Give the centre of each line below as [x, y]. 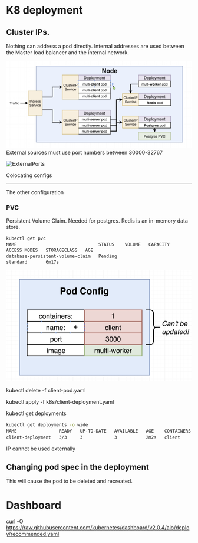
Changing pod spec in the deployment [77, 467]
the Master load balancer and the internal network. [68, 53]
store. [13, 227]
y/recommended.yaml [33, 534]
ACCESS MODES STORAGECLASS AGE [50, 250]
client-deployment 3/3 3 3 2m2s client [93, 437]
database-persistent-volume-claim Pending [62, 256]
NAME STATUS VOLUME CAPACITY [88, 244]
